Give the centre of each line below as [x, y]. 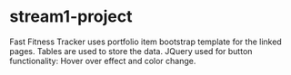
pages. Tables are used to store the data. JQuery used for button [131, 51]
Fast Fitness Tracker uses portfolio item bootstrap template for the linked [145, 42]
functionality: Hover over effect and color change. [103, 61]
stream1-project [71, 17]
